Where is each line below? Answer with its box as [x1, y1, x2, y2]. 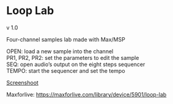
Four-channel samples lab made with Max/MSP [6, 35, 125, 43]
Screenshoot [6, 79, 39, 86]
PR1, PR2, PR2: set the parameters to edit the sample [6, 54, 139, 61]
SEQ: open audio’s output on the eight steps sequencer [6, 61, 145, 68]
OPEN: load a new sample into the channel [6, 47, 114, 55]
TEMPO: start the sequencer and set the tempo [6, 67, 125, 74]
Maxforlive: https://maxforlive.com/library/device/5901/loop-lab [6, 91, 167, 98]
